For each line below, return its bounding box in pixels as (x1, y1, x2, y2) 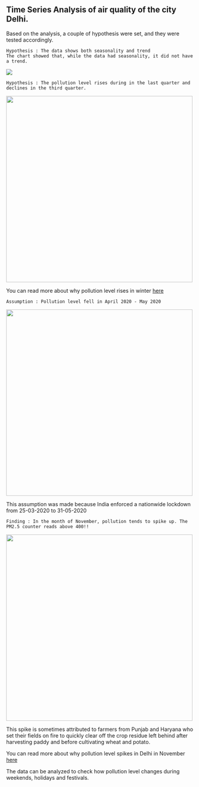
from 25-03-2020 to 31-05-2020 (6, 507, 87, 514)
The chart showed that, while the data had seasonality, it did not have (6, 53, 194, 59)
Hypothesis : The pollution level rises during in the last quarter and (6, 80, 191, 86)
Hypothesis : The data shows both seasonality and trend (6, 48, 151, 54)
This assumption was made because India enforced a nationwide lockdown (6, 500, 191, 507)
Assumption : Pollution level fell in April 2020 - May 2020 (6, 298, 161, 305)
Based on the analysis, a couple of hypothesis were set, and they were (6, 30, 180, 37)
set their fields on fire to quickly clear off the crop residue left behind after (6, 732, 188, 739)
